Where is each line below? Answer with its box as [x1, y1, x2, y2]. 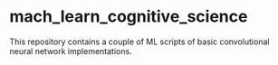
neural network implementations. [9, 45, 133, 56]
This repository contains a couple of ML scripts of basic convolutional [9, 36, 270, 47]
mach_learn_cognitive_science [9, 6, 248, 27]
